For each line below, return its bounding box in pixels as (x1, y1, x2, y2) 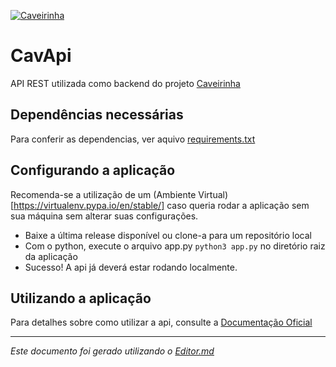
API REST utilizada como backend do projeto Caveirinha (10, 77, 241, 89)
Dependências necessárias (10, 106, 184, 124)
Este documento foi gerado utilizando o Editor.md (10, 345, 215, 357)
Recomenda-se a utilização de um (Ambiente (10, 188, 197, 200)
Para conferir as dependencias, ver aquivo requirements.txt (10, 133, 256, 145)
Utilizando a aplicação (10, 290, 152, 307)
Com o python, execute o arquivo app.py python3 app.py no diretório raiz (24, 240, 326, 252)
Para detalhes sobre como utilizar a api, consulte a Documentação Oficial (10, 316, 313, 329)
